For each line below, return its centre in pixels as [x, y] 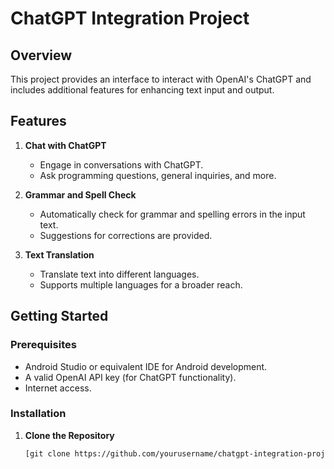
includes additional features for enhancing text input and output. [142, 90]
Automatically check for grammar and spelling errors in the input [172, 214]
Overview [41, 55]
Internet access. [58, 388]
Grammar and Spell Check [80, 194]
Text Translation [59, 254]
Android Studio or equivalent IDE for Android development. [146, 366]
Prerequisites [43, 345]
